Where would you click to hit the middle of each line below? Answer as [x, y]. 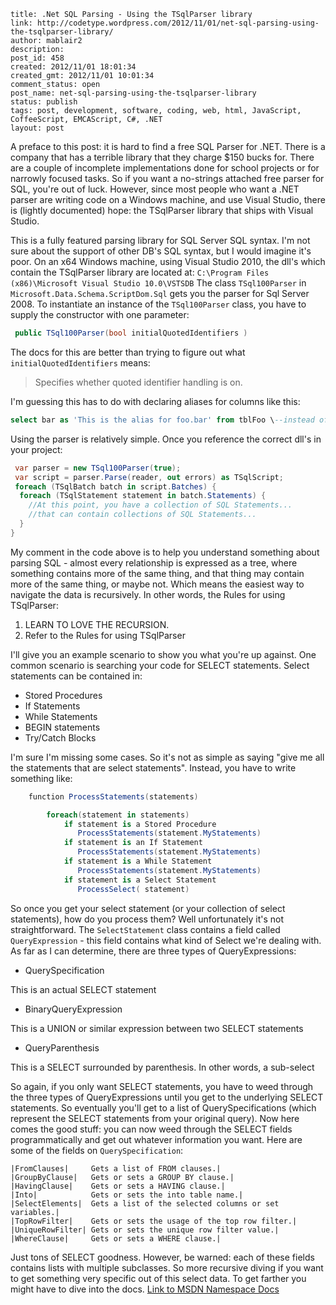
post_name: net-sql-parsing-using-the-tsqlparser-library [133, 93]
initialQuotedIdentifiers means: [80, 362]
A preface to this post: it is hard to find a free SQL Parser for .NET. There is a [168, 146]
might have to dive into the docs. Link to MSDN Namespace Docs [145, 1289]
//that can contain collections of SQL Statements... [142, 515]
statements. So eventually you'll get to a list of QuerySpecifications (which [163, 1107]
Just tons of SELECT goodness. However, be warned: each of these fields [162, 1257]
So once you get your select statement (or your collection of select [148, 908]
